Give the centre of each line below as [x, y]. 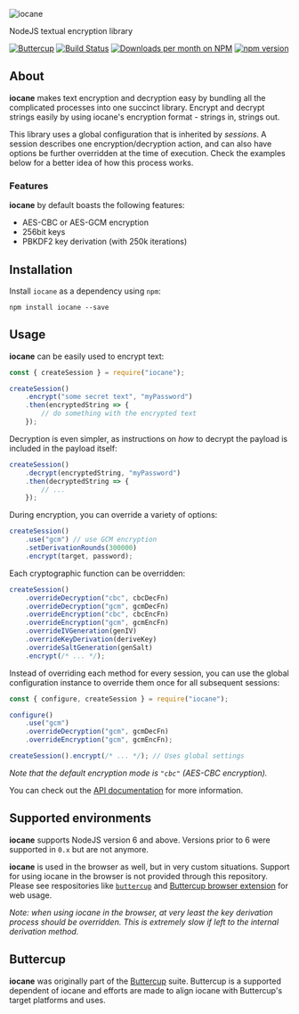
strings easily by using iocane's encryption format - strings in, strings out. [145, 117]
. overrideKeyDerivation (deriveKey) [91, 640]
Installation [41, 269]
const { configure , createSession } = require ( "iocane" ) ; [119, 699]
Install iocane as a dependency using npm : [85, 291]
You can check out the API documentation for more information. [126, 790]
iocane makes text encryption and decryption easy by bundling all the [137, 97]
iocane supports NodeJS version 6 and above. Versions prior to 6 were [140, 840]
